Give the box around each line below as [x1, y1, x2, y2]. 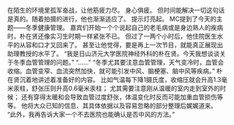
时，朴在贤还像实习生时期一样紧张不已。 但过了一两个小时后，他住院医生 [7, 32, 217, 40]
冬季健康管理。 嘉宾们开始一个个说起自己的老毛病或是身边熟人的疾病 [25, 24, 224, 31]
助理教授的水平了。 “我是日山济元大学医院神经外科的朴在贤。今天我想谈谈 [7, 49, 220, 58]
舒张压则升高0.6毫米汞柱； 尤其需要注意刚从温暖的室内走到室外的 [31, 84, 220, 92]
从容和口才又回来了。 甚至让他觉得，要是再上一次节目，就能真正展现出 [19, 41, 224, 49]
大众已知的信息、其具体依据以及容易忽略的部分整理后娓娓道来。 [33, 101, 217, 110]
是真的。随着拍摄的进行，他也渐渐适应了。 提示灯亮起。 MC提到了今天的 [7, 15, 217, 23]
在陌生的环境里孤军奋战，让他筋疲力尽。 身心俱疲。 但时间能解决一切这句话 [7, 6, 225, 14]
